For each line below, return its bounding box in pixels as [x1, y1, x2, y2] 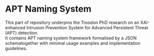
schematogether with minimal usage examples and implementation [5, 40, 141, 46]
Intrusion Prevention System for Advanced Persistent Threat [26, 24, 149, 30]
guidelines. [5, 45, 28, 51]
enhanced [5, 24, 26, 30]
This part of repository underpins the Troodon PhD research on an [5, 19, 139, 25]
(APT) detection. [5, 30, 38, 36]
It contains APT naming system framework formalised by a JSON [5, 35, 137, 41]
